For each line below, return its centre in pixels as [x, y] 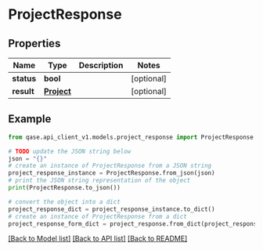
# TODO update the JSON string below [70, 151]
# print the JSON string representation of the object [99, 181]
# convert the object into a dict [65, 201]
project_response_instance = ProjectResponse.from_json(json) [112, 173]
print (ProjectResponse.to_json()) [65, 188]
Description [101, 65]
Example [30, 119]
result [23, 91]
